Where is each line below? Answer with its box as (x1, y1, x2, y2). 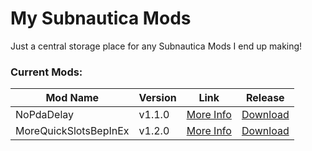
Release (245, 91, 285, 105)
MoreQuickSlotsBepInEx (15, 124, 130, 138)
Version (138, 91, 177, 105)
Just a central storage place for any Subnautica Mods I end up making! (10, 40, 303, 52)
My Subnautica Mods (10, 7, 192, 30)
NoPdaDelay (15, 108, 75, 122)
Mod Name (45, 91, 100, 105)
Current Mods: (10, 65, 83, 79)
